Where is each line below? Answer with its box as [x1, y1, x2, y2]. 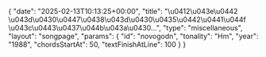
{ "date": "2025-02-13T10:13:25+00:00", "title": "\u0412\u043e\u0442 [8, 7, 238, 16]
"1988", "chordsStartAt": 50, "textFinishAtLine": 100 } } [8, 40, 187, 49]
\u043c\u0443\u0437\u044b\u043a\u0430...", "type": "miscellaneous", [8, 23, 244, 32]
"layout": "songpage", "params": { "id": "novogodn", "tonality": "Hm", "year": [8, 31, 259, 41]
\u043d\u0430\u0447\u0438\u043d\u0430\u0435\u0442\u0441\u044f [8, 15, 246, 24]
